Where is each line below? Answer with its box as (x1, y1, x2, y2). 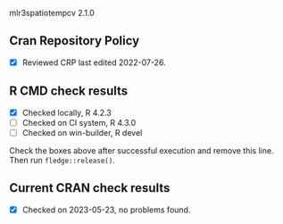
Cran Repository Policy (9, 33, 140, 48)
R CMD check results (9, 84, 129, 99)
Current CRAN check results (9, 180, 171, 195)
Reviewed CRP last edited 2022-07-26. (21, 57, 167, 68)
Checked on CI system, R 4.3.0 (21, 117, 137, 128)
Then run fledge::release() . (9, 154, 116, 165)
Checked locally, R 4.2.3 (21, 107, 112, 118)
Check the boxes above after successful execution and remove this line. (9, 145, 274, 155)
